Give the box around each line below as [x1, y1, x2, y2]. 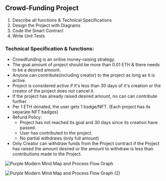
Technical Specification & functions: [5, 45, 94, 52]
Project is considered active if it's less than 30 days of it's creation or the [12, 83, 161, 89]
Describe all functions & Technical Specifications [12, 17, 112, 23]
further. [12, 98, 28, 104]
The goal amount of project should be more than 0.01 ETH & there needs [12, 62, 160, 68]
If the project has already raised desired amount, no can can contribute [12, 93, 158, 99]
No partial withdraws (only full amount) [19, 136, 99, 141]
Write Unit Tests [12, 33, 45, 39]
